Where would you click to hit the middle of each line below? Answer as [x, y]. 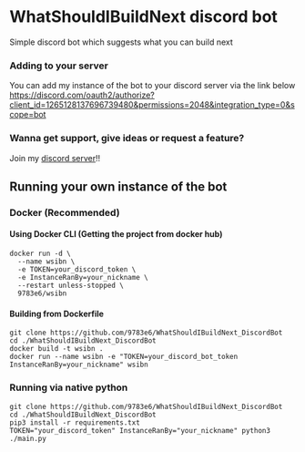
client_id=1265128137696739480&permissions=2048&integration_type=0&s [152, 105]
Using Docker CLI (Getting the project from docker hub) [116, 234]
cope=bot [28, 115]
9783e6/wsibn [42, 293]
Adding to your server [59, 66]
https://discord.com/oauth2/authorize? [82, 95]
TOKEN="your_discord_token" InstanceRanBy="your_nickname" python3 [140, 430]
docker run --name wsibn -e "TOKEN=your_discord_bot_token [124, 357]
